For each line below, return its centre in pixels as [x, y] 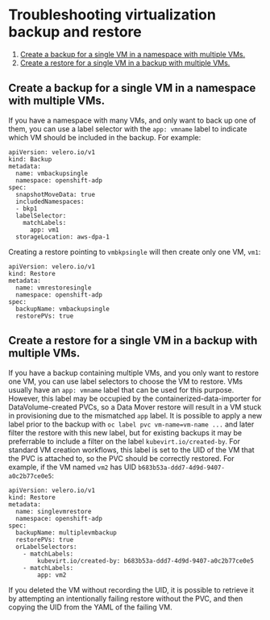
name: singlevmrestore [54, 511]
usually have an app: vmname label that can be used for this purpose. [121, 389]
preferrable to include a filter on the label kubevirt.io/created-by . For [124, 441]
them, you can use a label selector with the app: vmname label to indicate [128, 129]
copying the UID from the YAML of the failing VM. [90, 607]
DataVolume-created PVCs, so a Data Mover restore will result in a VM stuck [135, 407]
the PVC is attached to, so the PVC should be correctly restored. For [122, 458]
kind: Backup [30, 159]
